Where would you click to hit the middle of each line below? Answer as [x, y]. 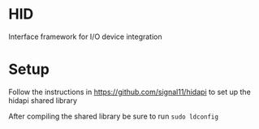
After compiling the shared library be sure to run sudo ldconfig [114, 116]
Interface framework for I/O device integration [85, 37]
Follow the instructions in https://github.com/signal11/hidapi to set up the [130, 92]
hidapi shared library [43, 100]
